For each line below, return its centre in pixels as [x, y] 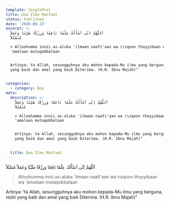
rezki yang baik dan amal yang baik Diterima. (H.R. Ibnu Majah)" [71, 197]
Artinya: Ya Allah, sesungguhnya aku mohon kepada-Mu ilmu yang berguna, [84, 191]
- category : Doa [27, 88]
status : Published [25, 19]
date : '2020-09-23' [26, 24]
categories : [18, 84]
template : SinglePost [28, 10]
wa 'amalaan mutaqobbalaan [48, 182]
